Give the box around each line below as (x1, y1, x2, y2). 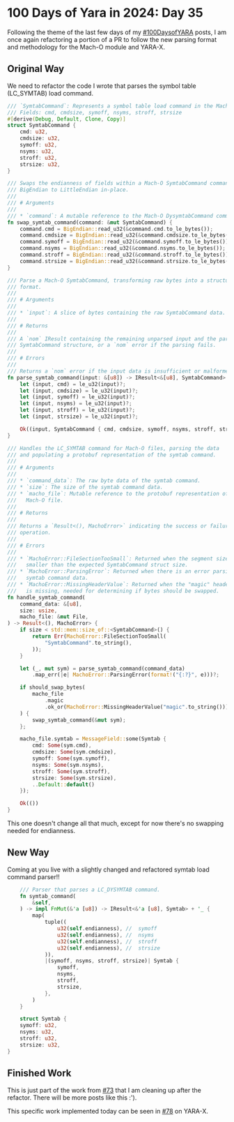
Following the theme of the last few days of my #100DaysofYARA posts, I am (7, 28, 227, 36)
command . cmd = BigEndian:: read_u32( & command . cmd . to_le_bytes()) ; (19, 225, 214, 232)
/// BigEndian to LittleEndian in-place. (7, 186, 130, 193)
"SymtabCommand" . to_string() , (44, 639, 132, 646)
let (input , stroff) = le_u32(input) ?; (19, 407, 136, 414)
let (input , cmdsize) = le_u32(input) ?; (19, 387, 139, 394)
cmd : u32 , (19, 128, 49, 135)
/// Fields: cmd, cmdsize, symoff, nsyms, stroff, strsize (7, 109, 182, 116)
